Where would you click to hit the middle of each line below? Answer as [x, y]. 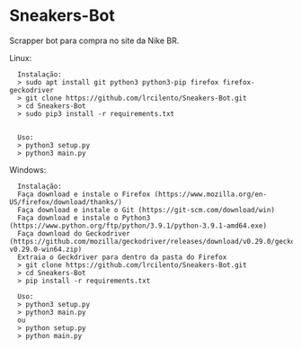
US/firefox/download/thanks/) [66, 202]
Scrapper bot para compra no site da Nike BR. [94, 40]
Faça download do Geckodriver [74, 233]
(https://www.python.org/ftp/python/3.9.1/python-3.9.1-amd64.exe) [138, 226]
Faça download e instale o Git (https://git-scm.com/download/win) [147, 210]
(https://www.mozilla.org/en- [211, 194]
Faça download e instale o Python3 [84, 218]
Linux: [21, 58]
